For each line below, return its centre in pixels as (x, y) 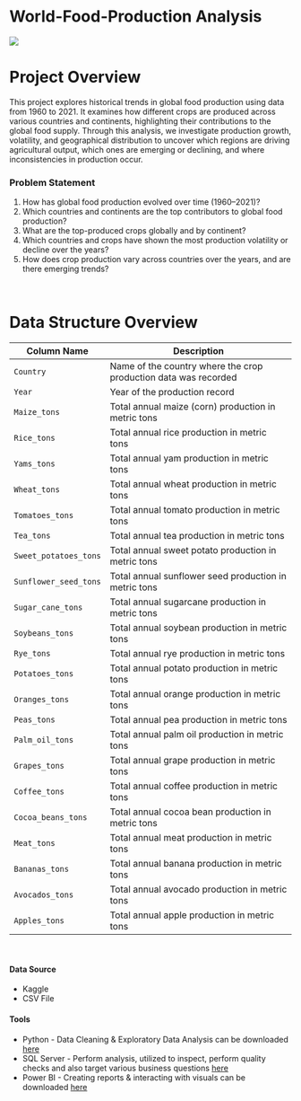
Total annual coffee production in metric (193, 786)
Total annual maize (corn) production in (193, 407)
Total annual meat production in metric (191, 838)
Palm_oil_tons (44, 740)
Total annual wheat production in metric (193, 484)
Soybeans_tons (44, 634)
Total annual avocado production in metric (198, 889)
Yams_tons (34, 464)
